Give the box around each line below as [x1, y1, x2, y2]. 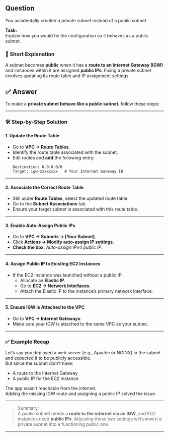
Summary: [17, 405, 39, 411]
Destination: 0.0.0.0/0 [12, 165, 63, 170]
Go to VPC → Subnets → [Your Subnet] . [12, 234, 97, 240]
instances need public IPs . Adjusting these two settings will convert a [17, 416, 162, 422]
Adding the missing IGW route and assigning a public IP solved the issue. [5, 391, 157, 397]
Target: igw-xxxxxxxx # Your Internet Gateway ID [12, 169, 123, 174]
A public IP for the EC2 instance [12, 375, 79, 381]
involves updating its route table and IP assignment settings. [5, 73, 130, 79]
